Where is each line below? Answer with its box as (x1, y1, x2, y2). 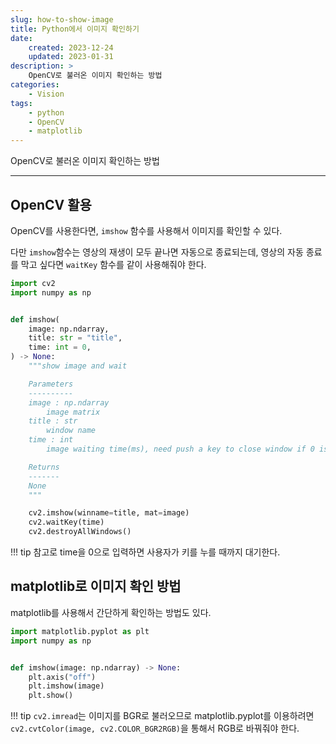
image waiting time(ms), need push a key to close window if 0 (46, 444, 315, 455)
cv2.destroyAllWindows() (28, 527, 132, 537)
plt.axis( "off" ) (28, 672, 97, 682)
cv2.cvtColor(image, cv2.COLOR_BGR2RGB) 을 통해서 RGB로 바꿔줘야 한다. (10, 722, 300, 735)
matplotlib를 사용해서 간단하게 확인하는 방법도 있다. (10, 606, 212, 618)
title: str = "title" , (28, 333, 123, 343)
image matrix (46, 407, 101, 417)
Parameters (28, 379, 74, 389)
